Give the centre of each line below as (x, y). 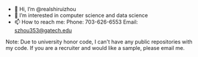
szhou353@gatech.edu (43, 30)
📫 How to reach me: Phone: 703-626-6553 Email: (76, 22)
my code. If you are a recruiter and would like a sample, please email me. (95, 48)
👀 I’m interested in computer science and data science (81, 15)
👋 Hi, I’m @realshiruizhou (45, 9)
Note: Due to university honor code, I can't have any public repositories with (99, 42)
